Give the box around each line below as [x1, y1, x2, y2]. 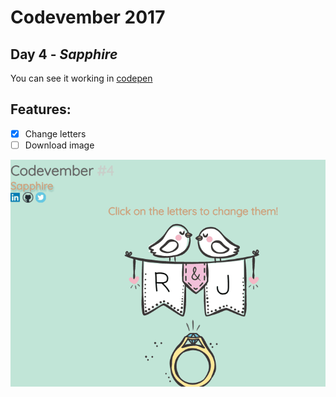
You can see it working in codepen [10, 72, 153, 84]
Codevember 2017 [10, 6, 166, 29]
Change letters [24, 127, 87, 140]
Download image [24, 139, 95, 151]
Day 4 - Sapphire [10, 46, 118, 63]
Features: [10, 101, 72, 118]
